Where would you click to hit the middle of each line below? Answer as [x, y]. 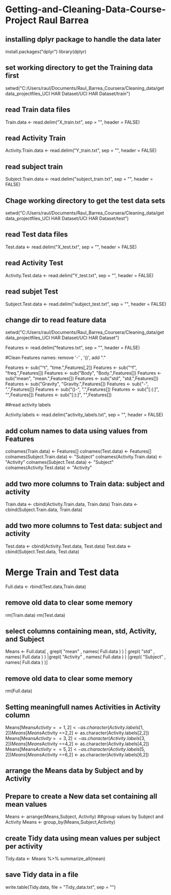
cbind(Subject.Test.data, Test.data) [42, 551]
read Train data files [38, 110]
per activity [24, 846]
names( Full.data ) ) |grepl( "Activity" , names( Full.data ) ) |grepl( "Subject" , [86, 657]
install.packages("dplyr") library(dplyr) [46, 52]
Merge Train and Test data [62, 572]
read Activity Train [36, 138]
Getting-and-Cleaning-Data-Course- [86, 9]
